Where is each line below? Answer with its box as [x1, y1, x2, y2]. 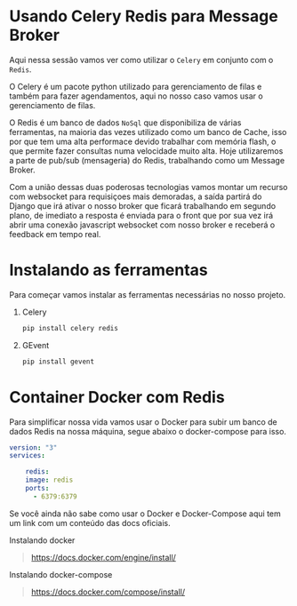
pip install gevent [21, 357, 95, 366]
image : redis [25, 475, 74, 485]
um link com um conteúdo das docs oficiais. [9, 517, 171, 528]
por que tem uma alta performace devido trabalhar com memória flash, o [9, 136, 277, 147]
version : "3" [9, 443, 58, 452]
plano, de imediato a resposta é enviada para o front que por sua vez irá [9, 210, 274, 220]
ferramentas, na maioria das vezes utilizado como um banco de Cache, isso [9, 126, 287, 137]
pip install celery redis [21, 323, 118, 332]
